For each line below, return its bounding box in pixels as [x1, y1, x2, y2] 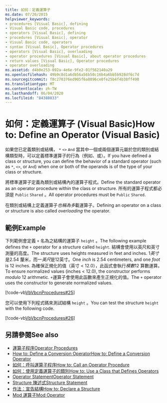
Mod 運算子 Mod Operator [12, 392, 65, 398]
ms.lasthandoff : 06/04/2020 [5, 91, 64, 96]
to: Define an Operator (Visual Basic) [5, 129, 160, 141]
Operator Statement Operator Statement [12, 374, 94, 380]
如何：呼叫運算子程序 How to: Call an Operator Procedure [12, 362, 130, 368]
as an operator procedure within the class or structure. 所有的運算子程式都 [5, 186, 158, 192]
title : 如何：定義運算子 [5, 7, 51, 12]
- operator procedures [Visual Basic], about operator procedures [5, 53, 146, 59]
